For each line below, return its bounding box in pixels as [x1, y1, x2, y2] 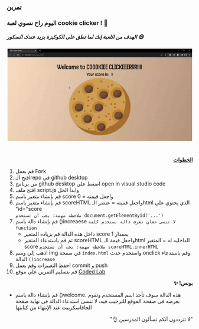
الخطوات [173, 157, 193, 163]
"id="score [15, 206, 43, 212]
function [15, 225, 37, 231]
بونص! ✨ [174, 279, 193, 286]
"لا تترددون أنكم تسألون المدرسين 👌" [109, 316, 193, 323]
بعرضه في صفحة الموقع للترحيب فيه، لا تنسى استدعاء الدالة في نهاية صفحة [15, 298, 180, 304]
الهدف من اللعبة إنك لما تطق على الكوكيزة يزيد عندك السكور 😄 [6, 33, 144, 41]
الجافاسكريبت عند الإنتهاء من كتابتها [15, 304, 92, 311]
